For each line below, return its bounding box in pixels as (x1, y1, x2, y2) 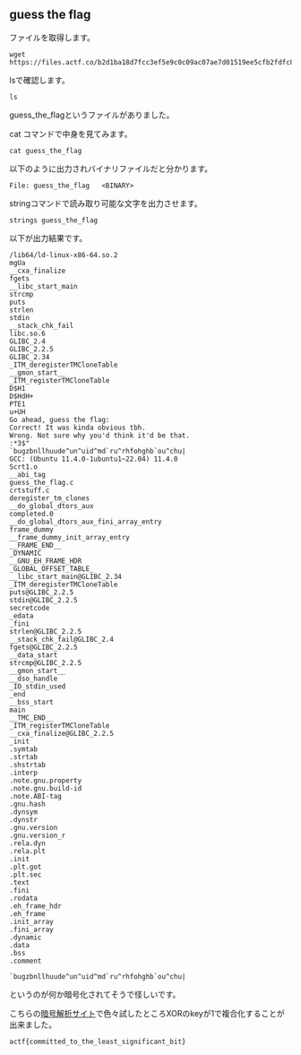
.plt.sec (9, 869, 42, 879)
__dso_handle (9, 674, 58, 683)
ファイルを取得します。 (9, 31, 96, 43)
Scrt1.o (9, 462, 39, 471)
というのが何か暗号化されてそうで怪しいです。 (9, 989, 181, 999)
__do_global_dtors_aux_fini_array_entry (9, 517, 163, 526)
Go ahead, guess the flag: (9, 415, 110, 424)
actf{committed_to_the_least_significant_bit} (9, 1037, 186, 1046)
